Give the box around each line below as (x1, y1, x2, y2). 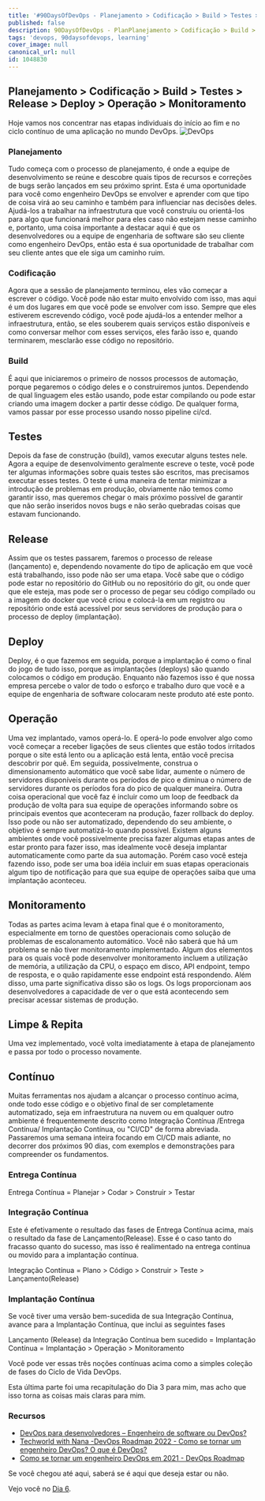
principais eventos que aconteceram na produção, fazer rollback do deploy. (8, 808, 255, 818)
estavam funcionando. (8, 510, 81, 519)
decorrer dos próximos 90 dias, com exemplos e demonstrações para (8, 1141, 235, 1151)
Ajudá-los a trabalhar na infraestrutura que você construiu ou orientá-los (8, 206, 244, 215)
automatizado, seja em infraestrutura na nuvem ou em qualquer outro (8, 1108, 234, 1117)
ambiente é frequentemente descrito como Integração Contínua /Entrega (8, 1116, 245, 1125)
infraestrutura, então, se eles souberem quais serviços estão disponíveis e (8, 319, 251, 328)
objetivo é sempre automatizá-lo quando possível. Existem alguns (8, 825, 222, 835)
